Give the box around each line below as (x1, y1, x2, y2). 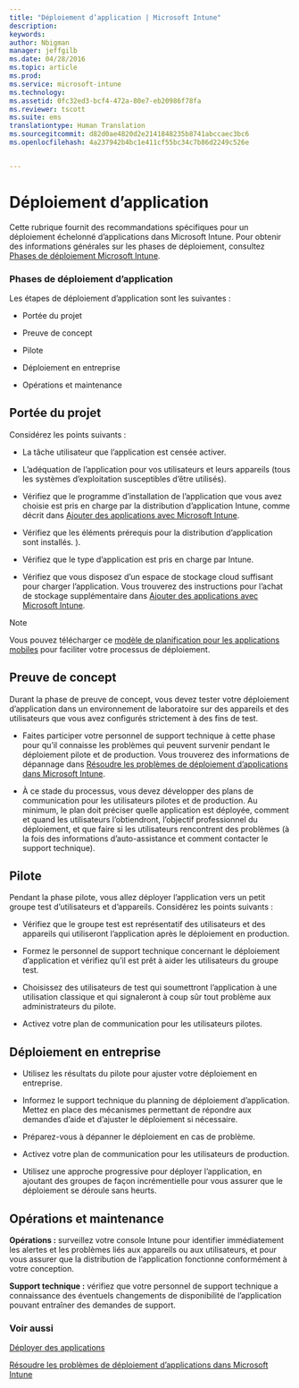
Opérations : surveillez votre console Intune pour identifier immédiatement (9, 1235, 284, 1246)
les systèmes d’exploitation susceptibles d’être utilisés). (21, 473, 227, 484)
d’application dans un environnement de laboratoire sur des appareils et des (9, 703, 289, 714)
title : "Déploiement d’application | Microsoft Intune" (9, 13, 221, 22)
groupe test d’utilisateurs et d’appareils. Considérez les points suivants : (9, 901, 274, 913)
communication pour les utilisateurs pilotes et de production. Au (21, 795, 258, 805)
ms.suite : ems (9, 113, 62, 122)
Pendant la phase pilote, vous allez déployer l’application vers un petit (9, 892, 266, 903)
